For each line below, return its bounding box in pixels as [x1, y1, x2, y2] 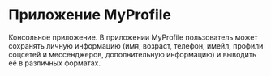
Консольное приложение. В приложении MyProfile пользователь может [8, 32, 258, 42]
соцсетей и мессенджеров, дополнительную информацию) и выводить [8, 49, 257, 59]
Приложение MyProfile [8, 6, 172, 24]
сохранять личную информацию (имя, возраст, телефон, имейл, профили [8, 40, 264, 50]
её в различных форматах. [8, 58, 101, 68]
